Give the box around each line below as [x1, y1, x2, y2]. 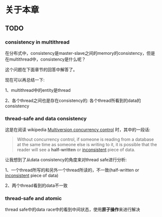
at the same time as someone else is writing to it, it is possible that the [16, 142, 157, 148]
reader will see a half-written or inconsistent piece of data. [16, 147, 136, 153]
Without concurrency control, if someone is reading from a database [16, 136, 154, 142]
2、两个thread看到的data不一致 [5, 183, 68, 188]
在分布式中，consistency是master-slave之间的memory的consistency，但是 [5, 50, 155, 56]
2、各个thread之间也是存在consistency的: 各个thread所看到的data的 [5, 98, 142, 103]
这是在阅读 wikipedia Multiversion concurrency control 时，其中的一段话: [5, 127, 150, 133]
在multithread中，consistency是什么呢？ [5, 56, 86, 62]
